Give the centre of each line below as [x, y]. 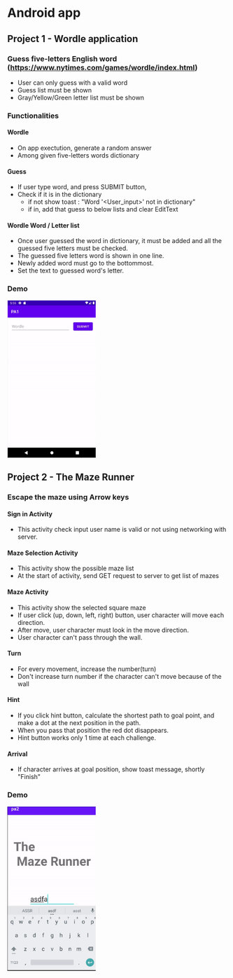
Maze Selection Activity [43, 553]
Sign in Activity [30, 514]
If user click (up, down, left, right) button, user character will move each [121, 615]
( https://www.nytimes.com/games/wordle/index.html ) [103, 67]
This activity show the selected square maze [82, 607]
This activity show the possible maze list [76, 568]
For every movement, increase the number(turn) [87, 669]
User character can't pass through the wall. [80, 637]
